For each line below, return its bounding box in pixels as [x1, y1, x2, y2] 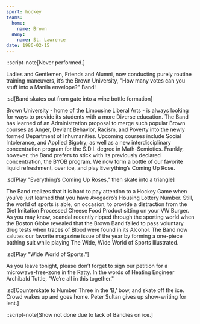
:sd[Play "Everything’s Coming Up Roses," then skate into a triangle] [6, 176, 175, 183]
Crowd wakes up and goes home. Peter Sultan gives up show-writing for [6, 293, 187, 300]
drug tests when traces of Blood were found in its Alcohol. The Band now [6, 226, 188, 233]
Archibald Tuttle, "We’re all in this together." [6, 275, 114, 282]
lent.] [6, 299, 19, 307]
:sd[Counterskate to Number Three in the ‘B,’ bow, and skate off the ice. [6, 287, 185, 294]
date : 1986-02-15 [6, 43, 50, 49]
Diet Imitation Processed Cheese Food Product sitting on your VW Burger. [6, 207, 189, 214]
